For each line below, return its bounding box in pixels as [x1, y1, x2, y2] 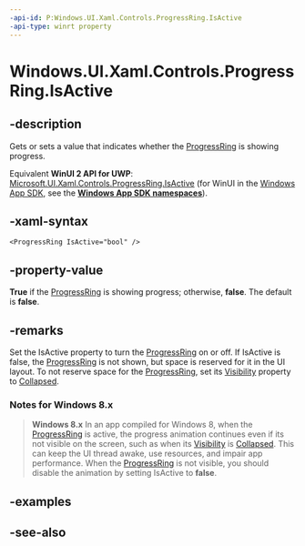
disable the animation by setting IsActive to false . [31, 468, 217, 479]
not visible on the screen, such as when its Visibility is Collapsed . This [31, 439, 294, 450]
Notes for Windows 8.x [9, 398, 114, 410]
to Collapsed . [9, 375, 59, 387]
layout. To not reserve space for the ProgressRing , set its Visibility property [9, 366, 291, 377]
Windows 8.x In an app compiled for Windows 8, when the [31, 420, 253, 430]
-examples [9, 493, 72, 510]
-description [9, 116, 82, 132]
